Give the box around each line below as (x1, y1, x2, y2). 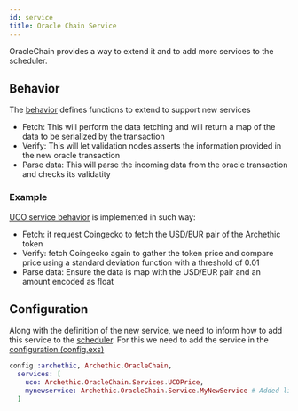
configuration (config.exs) (9, 344, 105, 355)
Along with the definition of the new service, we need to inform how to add (9, 326, 283, 336)
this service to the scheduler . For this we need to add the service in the (9, 334, 269, 345)
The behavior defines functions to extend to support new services (9, 104, 251, 116)
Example (9, 191, 48, 204)
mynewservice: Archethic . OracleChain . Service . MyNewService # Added (25, 386, 279, 396)
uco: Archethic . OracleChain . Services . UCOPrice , (25, 378, 204, 387)
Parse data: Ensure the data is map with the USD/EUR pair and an (21, 266, 262, 277)
